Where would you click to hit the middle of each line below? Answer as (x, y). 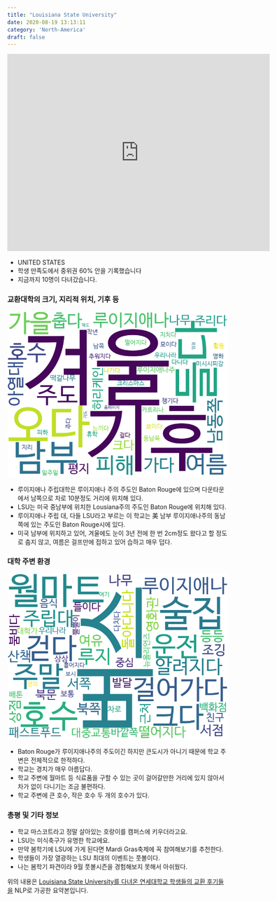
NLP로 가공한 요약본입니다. (51, 890)
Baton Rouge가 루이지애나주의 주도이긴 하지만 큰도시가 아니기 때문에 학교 (118, 751)
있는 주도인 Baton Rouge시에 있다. (78, 524)
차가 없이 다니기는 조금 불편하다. (61, 786)
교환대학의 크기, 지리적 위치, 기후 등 (63, 299)
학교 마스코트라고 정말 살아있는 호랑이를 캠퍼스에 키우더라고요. (102, 832)
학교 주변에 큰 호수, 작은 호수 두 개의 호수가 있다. (83, 795)
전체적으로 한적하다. (58, 760)
